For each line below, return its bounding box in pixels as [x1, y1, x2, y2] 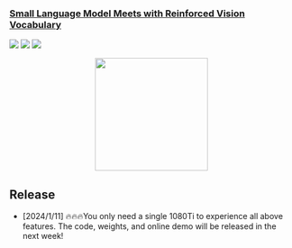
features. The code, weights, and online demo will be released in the [22, 221, 277, 232]
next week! [22, 231, 64, 242]
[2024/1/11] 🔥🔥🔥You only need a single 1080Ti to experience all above [22, 211, 284, 222]
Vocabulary [9, 18, 61, 31]
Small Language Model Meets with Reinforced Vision [9, 7, 245, 20]
